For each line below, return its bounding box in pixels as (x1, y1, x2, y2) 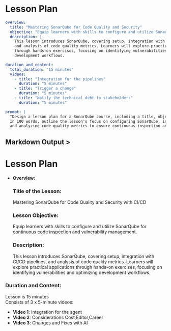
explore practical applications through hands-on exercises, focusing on (12, 264, 162, 270)
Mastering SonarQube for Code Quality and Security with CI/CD (12, 199, 147, 205)
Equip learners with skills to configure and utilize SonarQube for (12, 224, 147, 230)
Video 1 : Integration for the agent (12, 309, 82, 315)
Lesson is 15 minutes (5, 293, 49, 299)
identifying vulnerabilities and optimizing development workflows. (12, 269, 151, 275)
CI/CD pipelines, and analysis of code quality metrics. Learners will (12, 258, 154, 265)
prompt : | (5, 109, 26, 115)
